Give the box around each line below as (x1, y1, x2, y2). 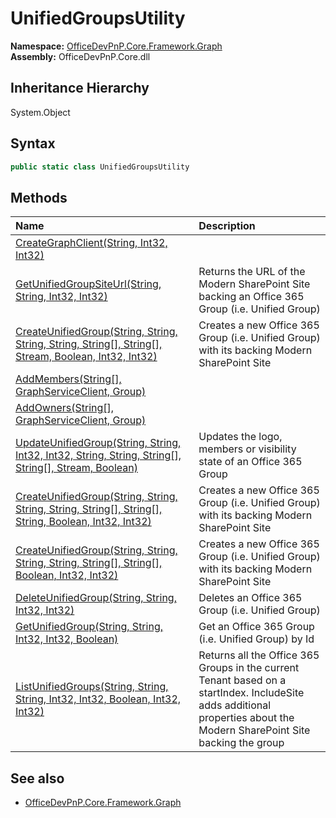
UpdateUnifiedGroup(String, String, (15, 436, 182, 450)
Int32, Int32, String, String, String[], (15, 448, 182, 462)
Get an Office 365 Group (198, 620, 315, 634)
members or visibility (198, 442, 297, 456)
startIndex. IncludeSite (198, 686, 305, 700)
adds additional (198, 698, 272, 712)
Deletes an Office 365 (198, 591, 303, 605)
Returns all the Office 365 (198, 648, 320, 662)
